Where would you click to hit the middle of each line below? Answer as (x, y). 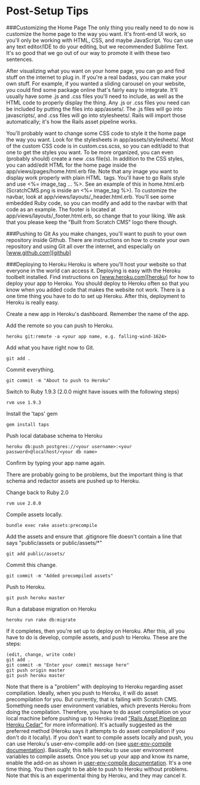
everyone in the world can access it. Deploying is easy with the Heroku (93, 271)
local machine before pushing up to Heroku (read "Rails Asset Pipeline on (96, 718)
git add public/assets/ (36, 554)
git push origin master (36, 670)
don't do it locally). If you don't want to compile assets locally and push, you (100, 737)
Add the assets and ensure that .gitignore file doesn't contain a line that (94, 536)
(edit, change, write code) (41, 654)
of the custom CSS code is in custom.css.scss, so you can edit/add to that (98, 146)
